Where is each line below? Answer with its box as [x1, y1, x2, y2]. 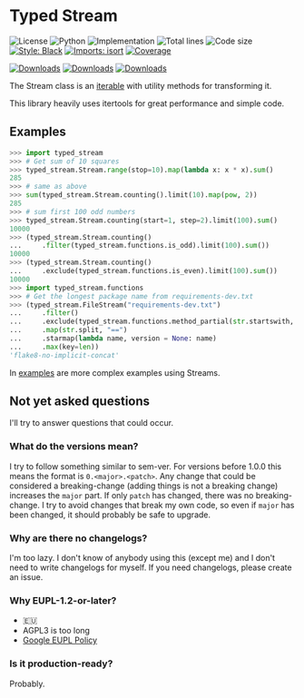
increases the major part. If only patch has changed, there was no [9, 489, 254, 500]
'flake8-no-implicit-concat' [9, 350, 120, 359]
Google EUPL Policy [22, 634, 98, 645]
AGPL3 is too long [22, 625, 91, 636]
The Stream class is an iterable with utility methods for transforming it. [9, 80, 272, 91]
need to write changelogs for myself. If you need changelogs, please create [9, 562, 292, 573]
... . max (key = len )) [9, 342, 100, 351]
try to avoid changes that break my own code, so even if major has [45, 499, 295, 510]
